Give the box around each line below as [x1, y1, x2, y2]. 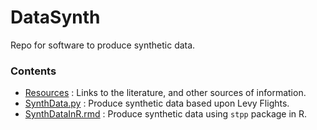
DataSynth [10, 6, 101, 29]
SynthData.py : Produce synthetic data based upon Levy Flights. [24, 97, 290, 110]
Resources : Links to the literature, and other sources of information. [24, 87, 307, 99]
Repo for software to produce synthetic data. [10, 39, 196, 51]
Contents [10, 64, 57, 78]
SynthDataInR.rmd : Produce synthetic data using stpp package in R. [24, 108, 308, 120]
